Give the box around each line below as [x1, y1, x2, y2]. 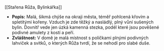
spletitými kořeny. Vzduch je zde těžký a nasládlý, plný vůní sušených [11, 19, 154, 25]
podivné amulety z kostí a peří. [11, 30, 75, 35]
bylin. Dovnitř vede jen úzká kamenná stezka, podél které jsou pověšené [11, 24, 159, 30]
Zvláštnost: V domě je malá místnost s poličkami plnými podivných [11, 35, 149, 41]
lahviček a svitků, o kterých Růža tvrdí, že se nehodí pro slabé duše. [11, 40, 151, 46]
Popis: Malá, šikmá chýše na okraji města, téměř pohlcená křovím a [11, 14, 149, 19]
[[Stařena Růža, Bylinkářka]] [4, 4, 62, 10]
